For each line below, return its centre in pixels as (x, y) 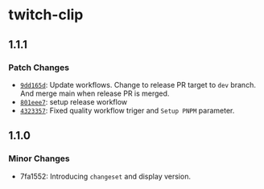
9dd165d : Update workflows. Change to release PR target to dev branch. (138, 84)
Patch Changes (39, 68)
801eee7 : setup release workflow (73, 101)
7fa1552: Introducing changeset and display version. (105, 176)
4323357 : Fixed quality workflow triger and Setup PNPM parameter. (127, 110)
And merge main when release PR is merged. (95, 93)
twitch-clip (46, 15)
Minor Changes (39, 158)
